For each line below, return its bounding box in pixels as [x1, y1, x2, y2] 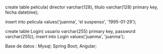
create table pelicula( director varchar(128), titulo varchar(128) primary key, [5, 4, 159, 10]
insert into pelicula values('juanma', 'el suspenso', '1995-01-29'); [5, 19, 137, 25]
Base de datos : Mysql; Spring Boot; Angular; [5, 43, 97, 49]
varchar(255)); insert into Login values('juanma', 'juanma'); [5, 34, 125, 39]
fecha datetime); [5, 9, 39, 15]
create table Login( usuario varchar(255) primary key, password [5, 28, 136, 34]
